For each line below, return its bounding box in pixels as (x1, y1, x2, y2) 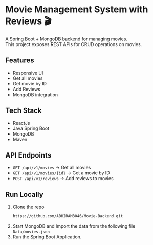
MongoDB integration (12, 91, 58, 98)
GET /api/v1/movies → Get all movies (12, 165, 91, 171)
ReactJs (12, 120, 30, 126)
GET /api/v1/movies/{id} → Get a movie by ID (12, 170, 110, 176)
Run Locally (5, 190, 43, 199)
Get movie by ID (12, 80, 47, 86)
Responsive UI (12, 70, 43, 76)
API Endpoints (5, 151, 52, 160)
